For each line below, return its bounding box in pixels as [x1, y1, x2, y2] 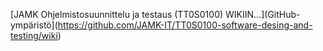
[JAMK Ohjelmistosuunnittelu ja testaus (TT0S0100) [10, 9, 224, 20]
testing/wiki [10, 30, 58, 41]
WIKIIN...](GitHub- [225, 9, 301, 20]
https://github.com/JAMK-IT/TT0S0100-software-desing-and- [57, 19, 313, 31]
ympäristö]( [10, 19, 58, 31]
